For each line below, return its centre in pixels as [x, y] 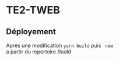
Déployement [31, 32]
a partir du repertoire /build [38, 52]
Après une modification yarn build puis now [60, 45]
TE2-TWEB [33, 10]
